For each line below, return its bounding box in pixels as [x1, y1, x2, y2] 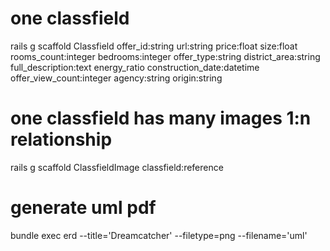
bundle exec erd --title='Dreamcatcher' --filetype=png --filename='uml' [10, 229, 308, 241]
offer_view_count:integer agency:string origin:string [10, 72, 223, 84]
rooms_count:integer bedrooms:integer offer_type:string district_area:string [10, 50, 321, 62]
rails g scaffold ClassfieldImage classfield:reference [10, 161, 224, 173]
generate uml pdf [10, 197, 157, 219]
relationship [10, 128, 113, 151]
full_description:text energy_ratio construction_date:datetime [10, 61, 260, 73]
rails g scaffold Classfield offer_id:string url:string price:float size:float [10, 40, 298, 52]
